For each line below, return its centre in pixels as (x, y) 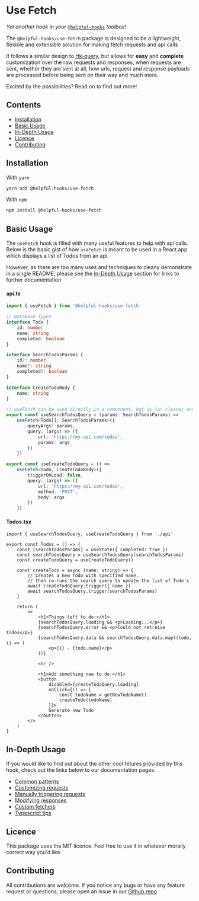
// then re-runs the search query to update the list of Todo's (108, 581)
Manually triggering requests (50, 794)
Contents (24, 105)
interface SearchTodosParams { (45, 355)
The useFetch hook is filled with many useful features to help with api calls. (97, 243)
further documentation (34, 280)
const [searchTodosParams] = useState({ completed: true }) (92, 550)
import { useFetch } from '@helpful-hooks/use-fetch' (74, 306)
